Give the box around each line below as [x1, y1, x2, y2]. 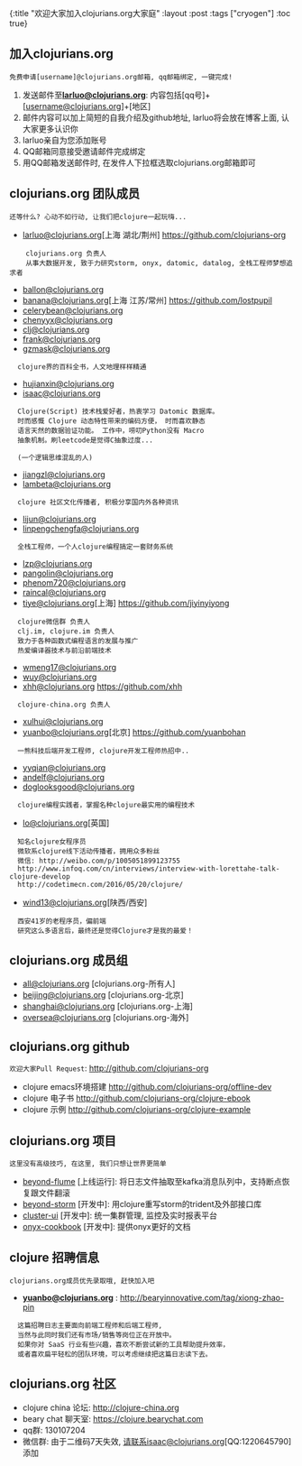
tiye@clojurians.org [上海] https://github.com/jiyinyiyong [22, 597, 230, 608]
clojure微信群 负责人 [17, 617, 90, 626]
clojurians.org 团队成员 [9, 186, 141, 201]
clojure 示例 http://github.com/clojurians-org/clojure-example [22, 1104, 251, 1115]
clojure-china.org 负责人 [17, 700, 111, 709]
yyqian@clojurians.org [22, 761, 106, 773]
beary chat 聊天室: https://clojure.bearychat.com [22, 1413, 204, 1424]
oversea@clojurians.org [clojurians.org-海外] [22, 1012, 189, 1023]
